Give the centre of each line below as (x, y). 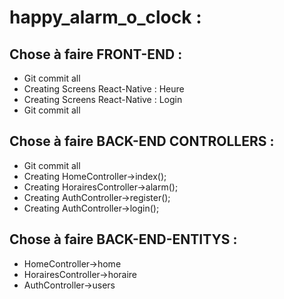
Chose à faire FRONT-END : (96, 54)
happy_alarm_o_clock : (105, 17)
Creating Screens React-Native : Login (103, 99)
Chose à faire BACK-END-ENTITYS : (123, 239)
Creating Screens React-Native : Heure (104, 89)
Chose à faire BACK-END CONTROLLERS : (142, 141)
